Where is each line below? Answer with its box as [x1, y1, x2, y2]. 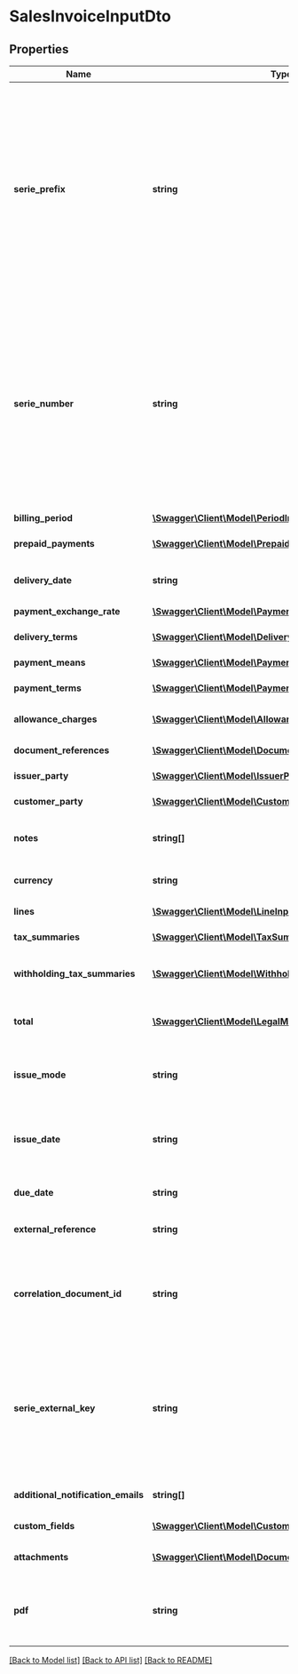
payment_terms [13, 682, 82, 694]
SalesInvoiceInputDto [9, 6, 171, 27]
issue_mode [13, 1069, 67, 1081]
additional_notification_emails [13, 1489, 145, 1501]
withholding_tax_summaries [13, 967, 136, 980]
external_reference [13, 1223, 97, 1235]
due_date [13, 1187, 54, 1198]
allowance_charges [13, 713, 98, 725]
